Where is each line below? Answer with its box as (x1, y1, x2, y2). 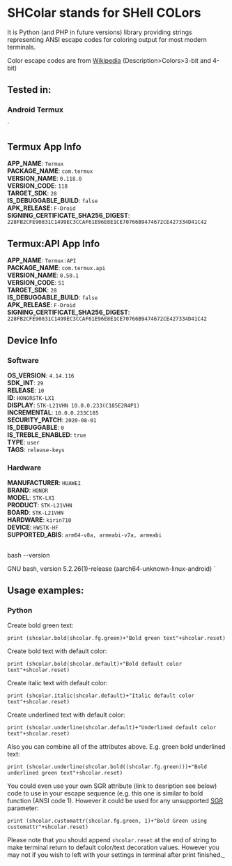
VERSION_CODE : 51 (7, 278, 65, 287)
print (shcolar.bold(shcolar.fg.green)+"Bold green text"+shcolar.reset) (7, 635, 226, 642)
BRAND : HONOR (7, 486, 49, 495)
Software (7, 355, 40, 365)
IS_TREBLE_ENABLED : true (7, 431, 86, 439)
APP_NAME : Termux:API (7, 256, 77, 264)
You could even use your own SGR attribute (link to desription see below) (7, 782, 217, 790)
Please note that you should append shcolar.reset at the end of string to (7, 836, 217, 844)
